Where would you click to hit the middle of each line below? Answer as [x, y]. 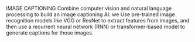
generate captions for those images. [50, 33]
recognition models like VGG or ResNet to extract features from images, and [98, 20]
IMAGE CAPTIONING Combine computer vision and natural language [89, 8]
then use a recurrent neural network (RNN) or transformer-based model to [96, 26]
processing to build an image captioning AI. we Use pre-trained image [90, 14]
